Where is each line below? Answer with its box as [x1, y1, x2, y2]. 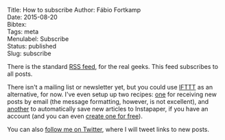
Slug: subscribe [7, 49, 51, 57]
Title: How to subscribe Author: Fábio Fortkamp [7, 6, 141, 14]
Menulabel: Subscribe [7, 35, 69, 43]
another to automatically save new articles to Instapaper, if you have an [7, 105, 209, 113]
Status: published [7, 42, 57, 50]
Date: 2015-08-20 [7, 13, 58, 21]
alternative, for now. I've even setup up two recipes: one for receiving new [7, 90, 217, 98]
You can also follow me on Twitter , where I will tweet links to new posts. [7, 126, 210, 133]
